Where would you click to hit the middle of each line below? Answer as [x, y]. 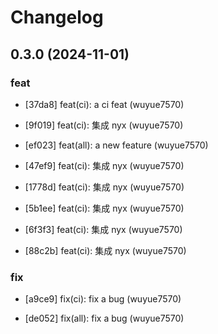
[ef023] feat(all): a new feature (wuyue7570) [116, 145]
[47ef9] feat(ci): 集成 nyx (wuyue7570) [104, 165]
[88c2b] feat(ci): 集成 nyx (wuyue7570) [105, 250]
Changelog [57, 17]
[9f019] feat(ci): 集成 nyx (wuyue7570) [104, 125]
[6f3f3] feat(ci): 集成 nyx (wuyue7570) [103, 229]
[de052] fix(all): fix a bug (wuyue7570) [104, 318]
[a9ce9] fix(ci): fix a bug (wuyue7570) [103, 299]
